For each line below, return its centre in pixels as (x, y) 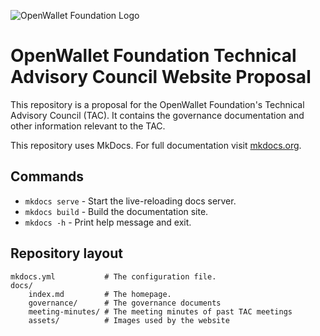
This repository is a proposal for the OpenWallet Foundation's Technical (157, 104)
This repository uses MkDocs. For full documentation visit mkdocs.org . (156, 145)
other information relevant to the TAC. (88, 126)
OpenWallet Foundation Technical (153, 56)
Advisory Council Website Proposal (161, 77)
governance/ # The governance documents (125, 303)
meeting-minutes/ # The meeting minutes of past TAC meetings (160, 311)
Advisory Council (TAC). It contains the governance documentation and (157, 115)
